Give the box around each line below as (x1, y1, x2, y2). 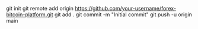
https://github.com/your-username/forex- (75, 5, 177, 12)
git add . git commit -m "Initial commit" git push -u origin (54, 11, 193, 18)
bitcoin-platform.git (6, 11, 53, 18)
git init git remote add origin (6, 5, 74, 12)
